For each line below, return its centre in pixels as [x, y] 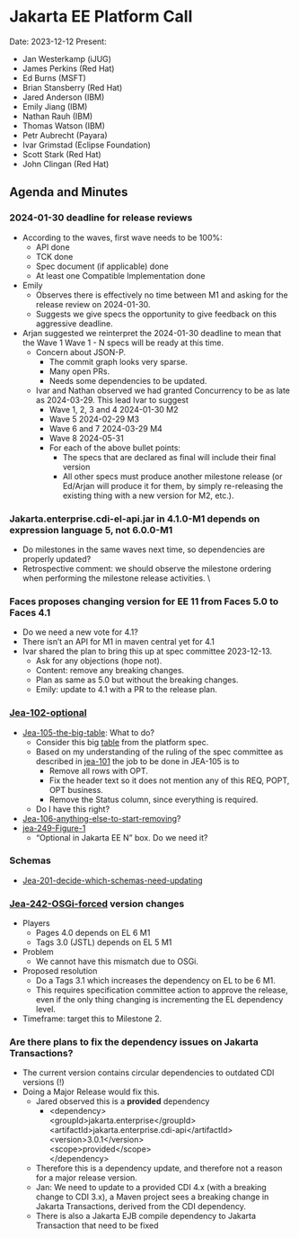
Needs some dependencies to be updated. [128, 380]
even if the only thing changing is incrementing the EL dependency [159, 1000]
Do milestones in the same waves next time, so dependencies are [144, 549]
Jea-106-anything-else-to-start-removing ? [101, 818]
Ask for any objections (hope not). [99, 661]
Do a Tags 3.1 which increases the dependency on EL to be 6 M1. [156, 981]
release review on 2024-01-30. [93, 304]
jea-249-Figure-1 [54, 828]
